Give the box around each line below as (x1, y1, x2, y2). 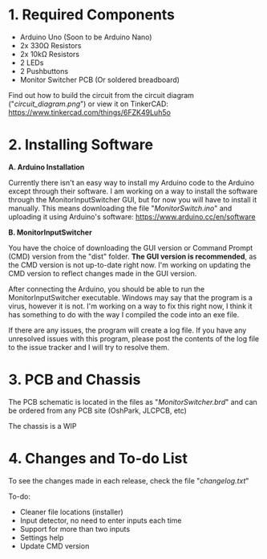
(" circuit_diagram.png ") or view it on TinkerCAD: (8, 99, 168, 108)
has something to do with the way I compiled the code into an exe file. (8, 309, 240, 319)
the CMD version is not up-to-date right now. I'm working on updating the (8, 259, 251, 270)
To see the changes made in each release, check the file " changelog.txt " (8, 475, 249, 485)
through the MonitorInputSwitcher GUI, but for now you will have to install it (8, 194, 257, 204)
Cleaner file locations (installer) (19, 507, 124, 516)
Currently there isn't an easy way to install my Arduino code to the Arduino (8, 177, 255, 187)
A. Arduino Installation (8, 162, 85, 172)
